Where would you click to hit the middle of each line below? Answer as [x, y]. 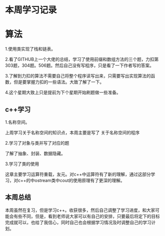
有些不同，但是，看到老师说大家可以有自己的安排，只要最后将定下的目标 [87, 216]
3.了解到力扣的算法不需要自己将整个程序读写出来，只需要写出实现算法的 [78, 76]
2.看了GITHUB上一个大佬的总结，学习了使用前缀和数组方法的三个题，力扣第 [82, 59]
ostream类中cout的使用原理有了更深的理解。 [80, 180]
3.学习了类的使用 [22, 164]
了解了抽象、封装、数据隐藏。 [35, 153]
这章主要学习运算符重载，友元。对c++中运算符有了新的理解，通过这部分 [78, 174]
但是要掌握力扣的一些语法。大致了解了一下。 [59, 82]
